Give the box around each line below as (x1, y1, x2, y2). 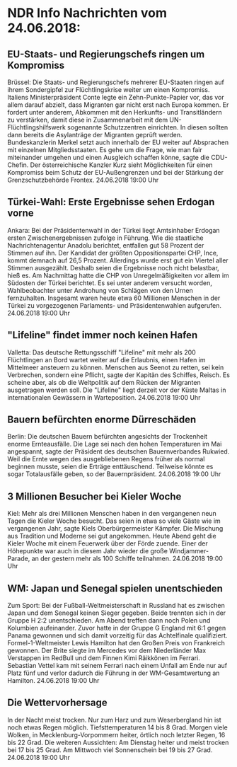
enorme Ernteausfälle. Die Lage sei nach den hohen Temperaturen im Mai (7, 440, 222, 449)
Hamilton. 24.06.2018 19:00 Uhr (7, 676, 100, 685)
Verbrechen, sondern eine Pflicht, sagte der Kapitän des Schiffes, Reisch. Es (7, 370, 230, 379)
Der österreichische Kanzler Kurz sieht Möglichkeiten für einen (30, 161, 214, 169)
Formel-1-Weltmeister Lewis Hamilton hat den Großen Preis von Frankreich (7, 639, 225, 647)
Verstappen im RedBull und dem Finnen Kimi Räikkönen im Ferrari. (7, 654, 200, 662)
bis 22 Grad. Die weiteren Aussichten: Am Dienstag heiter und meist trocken (7, 738, 229, 746)
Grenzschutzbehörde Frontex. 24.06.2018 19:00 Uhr (7, 175, 159, 184)
